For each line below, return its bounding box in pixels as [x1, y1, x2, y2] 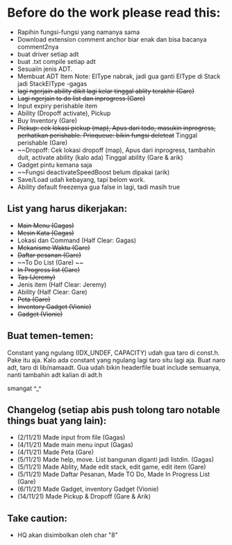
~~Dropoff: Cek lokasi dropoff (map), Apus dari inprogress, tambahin [17, 146, 215, 154]
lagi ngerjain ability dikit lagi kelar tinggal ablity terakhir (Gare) [17, 87, 194, 95]
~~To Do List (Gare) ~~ [17, 258, 84, 267]
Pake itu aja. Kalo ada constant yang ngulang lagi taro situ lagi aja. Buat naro [7, 355, 226, 364]
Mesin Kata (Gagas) [17, 228, 74, 237]
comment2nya [17, 42, 59, 51]
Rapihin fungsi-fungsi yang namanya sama [17, 28, 140, 36]
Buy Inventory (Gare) [17, 116, 78, 124]
